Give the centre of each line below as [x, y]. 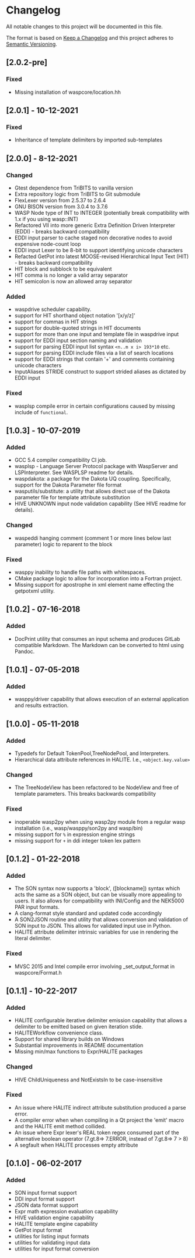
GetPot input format [38, 1230]
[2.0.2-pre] [27, 62]
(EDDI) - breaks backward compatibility [62, 231]
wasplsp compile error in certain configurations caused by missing [95, 406]
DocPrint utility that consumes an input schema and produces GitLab [97, 639]
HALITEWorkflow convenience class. [59, 1033]
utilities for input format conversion [57, 1249]
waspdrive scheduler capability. [53, 309]
